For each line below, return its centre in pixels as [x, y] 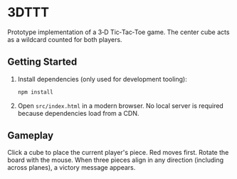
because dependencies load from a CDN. [78, 113]
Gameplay [31, 136]
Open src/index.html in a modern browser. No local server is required [121, 105]
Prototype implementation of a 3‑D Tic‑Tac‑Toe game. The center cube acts [118, 32]
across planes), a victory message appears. [72, 168]
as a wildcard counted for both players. [65, 39]
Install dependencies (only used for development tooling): [102, 79]
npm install [35, 92]
